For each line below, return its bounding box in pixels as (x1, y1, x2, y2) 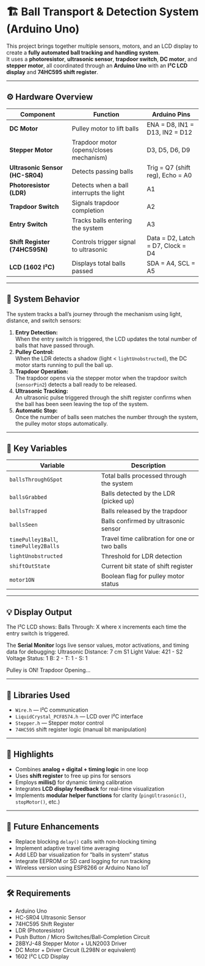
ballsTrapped (9, 508, 48, 515)
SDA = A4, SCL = (146, 258, 196, 267)
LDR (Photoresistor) (15, 927, 65, 934)
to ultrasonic (71, 245, 108, 254)
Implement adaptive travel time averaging (15, 844, 120, 851)
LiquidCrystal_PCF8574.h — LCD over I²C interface (15, 713, 143, 720)
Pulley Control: (15, 348, 54, 355)
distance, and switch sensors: (6, 317, 82, 324)
